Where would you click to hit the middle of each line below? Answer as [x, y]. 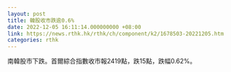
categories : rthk [33, 40]
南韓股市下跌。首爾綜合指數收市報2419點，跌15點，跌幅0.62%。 [102, 61]
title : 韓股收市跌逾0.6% [41, 20]
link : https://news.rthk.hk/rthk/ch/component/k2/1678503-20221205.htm [116, 34]
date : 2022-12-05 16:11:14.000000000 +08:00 [74, 27]
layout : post [27, 14]
